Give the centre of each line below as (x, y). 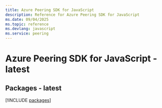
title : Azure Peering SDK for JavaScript (50, 10)
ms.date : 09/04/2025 (27, 19)
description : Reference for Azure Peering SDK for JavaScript (72, 15)
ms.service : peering (27, 33)
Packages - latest (34, 88)
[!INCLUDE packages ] (28, 100)
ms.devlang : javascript (30, 29)
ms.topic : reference (27, 24)
